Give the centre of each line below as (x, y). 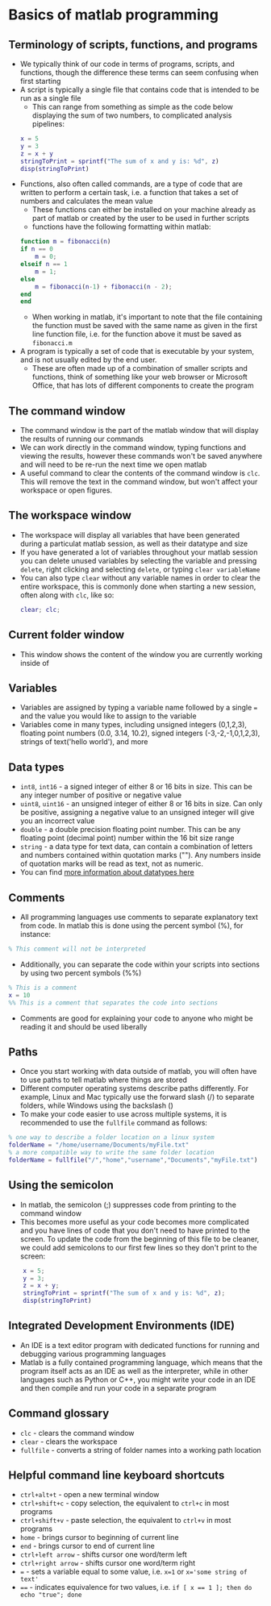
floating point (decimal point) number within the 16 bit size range (127, 838)
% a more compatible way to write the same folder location (112, 1153)
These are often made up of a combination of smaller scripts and (140, 368)
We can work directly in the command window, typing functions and (133, 447)
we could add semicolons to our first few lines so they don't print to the (138, 1247)
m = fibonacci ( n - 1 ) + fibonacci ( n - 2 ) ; (104, 287)
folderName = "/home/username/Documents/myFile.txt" (99, 1145)
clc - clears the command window (77, 1433)
